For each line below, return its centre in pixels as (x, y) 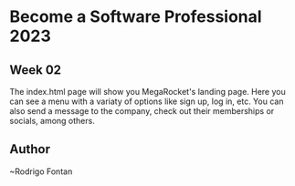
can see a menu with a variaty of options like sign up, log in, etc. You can (147, 101)
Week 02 (36, 70)
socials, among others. (53, 121)
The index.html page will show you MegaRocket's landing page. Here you (147, 92)
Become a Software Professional (136, 17)
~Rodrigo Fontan (41, 171)
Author (30, 149)
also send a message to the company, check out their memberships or (142, 111)
